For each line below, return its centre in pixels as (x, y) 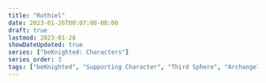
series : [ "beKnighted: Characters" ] (68, 52)
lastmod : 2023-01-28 (42, 38)
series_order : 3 (35, 60)
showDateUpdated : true (46, 45)
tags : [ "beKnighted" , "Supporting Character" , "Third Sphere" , (115, 67)
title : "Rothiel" (37, 15)
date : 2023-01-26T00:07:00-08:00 (63, 23)
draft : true (28, 30)
